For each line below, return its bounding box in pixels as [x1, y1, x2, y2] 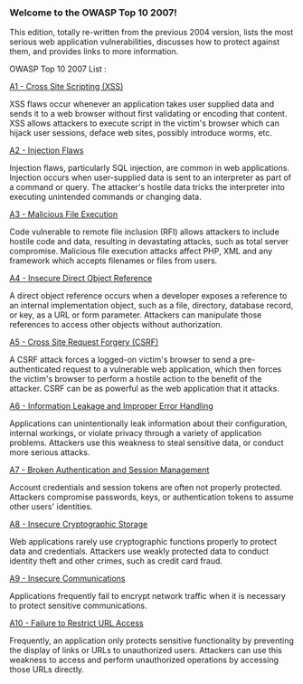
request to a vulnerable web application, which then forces [62, 364, 282, 375]
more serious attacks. [9, 447, 90, 458]
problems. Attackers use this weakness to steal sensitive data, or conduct [9, 437, 284, 449]
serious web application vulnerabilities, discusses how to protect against [9, 36, 280, 47]
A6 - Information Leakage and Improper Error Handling [9, 401, 214, 412]
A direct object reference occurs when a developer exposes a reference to [9, 290, 288, 301]
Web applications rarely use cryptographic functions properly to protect [9, 537, 278, 547]
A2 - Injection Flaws [9, 145, 84, 156]
